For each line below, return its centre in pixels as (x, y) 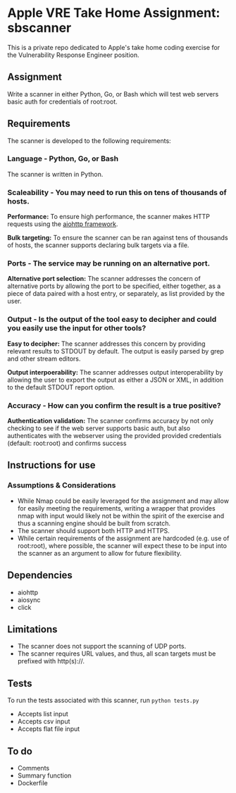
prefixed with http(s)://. (51, 661)
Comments (33, 768)
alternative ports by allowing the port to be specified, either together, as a (114, 286)
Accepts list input (43, 714)
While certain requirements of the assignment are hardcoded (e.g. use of (123, 538)
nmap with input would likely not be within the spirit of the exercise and (120, 516)
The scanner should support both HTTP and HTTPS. (94, 530)
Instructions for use (52, 465)
